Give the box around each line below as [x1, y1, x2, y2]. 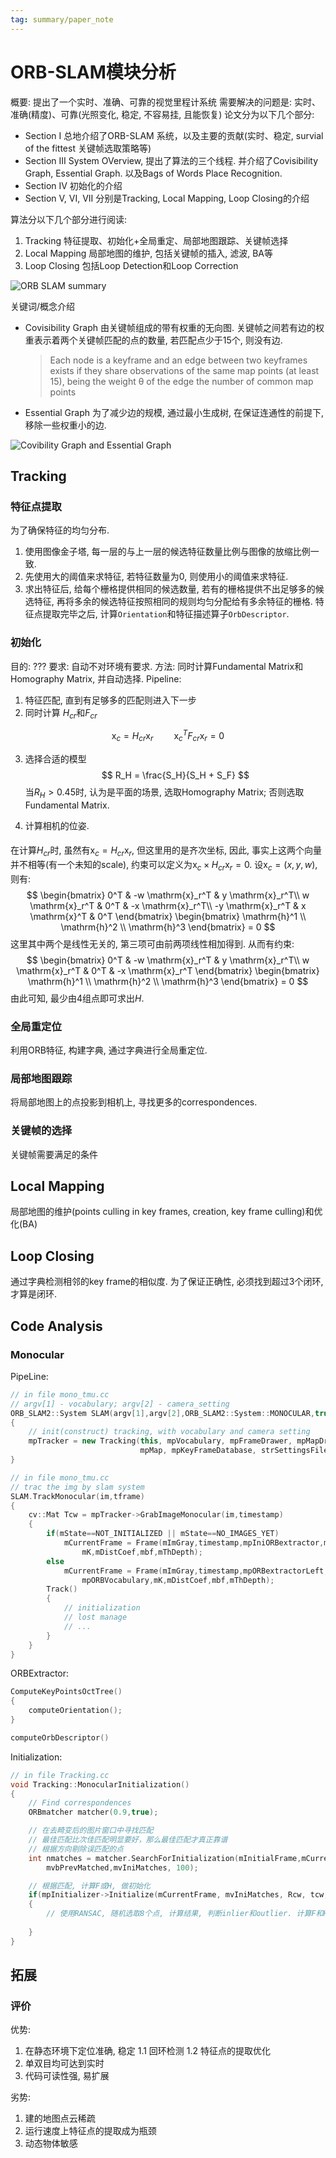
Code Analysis [10, 1317, 103, 1335]
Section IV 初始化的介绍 [24, 179, 123, 191]
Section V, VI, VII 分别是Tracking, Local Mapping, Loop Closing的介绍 [24, 192, 310, 204]
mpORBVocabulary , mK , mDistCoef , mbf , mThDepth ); [81, 1575, 275, 1585]
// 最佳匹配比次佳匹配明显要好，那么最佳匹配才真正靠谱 [28, 1835, 228, 1845]
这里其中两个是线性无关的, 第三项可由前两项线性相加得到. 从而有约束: [10, 937, 295, 950]
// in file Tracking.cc [10, 1770, 110, 1780]
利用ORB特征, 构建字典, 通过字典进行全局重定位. [10, 1044, 208, 1056]
